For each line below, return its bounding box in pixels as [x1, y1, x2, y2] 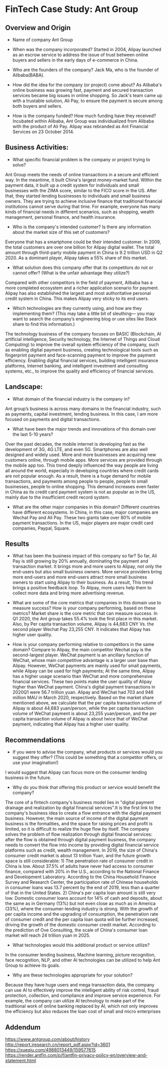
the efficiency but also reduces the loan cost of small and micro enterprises [5, 1008, 161, 1014]
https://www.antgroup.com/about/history [5, 1036, 90, 1042]
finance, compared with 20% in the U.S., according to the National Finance [5, 869, 159, 875]
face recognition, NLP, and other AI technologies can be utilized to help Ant [5, 957, 160, 963]
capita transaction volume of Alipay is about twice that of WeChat [12, 716, 148, 722]
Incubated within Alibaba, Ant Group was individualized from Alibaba [12, 118, 154, 124]
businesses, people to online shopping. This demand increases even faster [5, 483, 159, 489]
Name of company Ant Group [12, 37, 73, 43]
